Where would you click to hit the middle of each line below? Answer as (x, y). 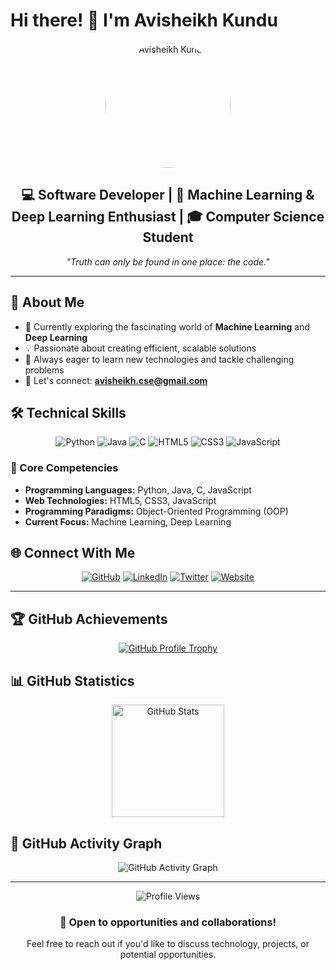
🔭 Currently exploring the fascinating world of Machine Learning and (167, 326)
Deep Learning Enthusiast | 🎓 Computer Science (168, 217)
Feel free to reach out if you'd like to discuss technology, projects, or (168, 944)
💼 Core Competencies (64, 468)
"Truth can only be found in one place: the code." (168, 261)
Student (168, 237)
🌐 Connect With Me (73, 553)
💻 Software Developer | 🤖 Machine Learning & (168, 195)
